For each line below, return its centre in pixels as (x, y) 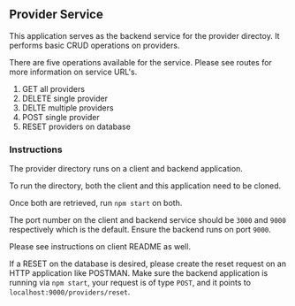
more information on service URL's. (73, 72)
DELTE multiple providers (68, 107)
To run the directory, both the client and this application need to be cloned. (145, 186)
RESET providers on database (76, 126)
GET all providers (53, 88)
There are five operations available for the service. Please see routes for (140, 62)
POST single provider (61, 117)
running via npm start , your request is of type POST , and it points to (130, 283)
